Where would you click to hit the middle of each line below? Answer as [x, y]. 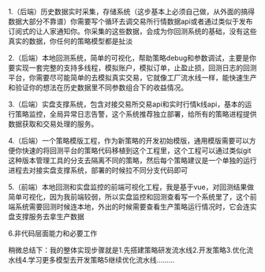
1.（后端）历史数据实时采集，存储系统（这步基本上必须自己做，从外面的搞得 [131, 11]
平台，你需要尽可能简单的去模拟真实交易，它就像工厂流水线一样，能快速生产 [132, 78]
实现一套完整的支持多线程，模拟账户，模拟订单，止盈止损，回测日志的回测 [136, 68]
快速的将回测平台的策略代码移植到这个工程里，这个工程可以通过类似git [136, 151]
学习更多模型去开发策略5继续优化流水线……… [101, 260]
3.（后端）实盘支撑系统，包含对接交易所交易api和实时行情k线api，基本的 [127, 104]
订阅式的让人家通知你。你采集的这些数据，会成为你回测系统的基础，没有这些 [132, 31]
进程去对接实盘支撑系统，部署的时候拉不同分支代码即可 [98, 170]
